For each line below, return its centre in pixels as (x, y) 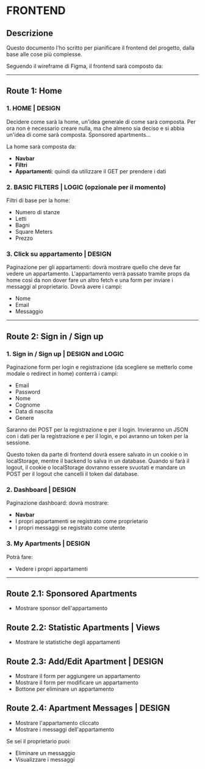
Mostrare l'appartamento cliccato (57, 723)
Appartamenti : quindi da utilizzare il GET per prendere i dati (91, 171)
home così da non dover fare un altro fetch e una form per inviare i (90, 280)
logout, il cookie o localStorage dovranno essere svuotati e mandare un (96, 467)
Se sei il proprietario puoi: (39, 741)
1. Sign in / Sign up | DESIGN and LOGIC (65, 353)
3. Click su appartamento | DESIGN (59, 254)
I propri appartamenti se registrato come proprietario (81, 521)
